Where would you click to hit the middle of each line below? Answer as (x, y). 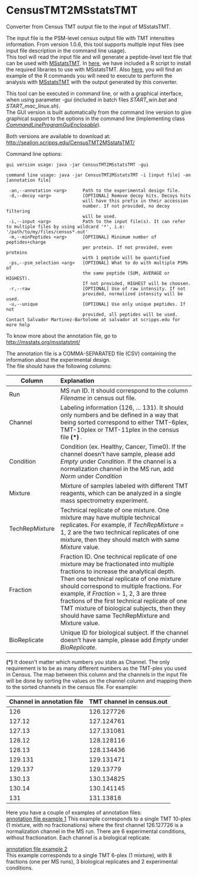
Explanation (77, 380)
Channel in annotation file (46, 701)
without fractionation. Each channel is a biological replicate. (79, 837)
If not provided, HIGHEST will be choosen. (137, 283)
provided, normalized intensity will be (133, 294)
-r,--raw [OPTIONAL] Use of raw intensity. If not (97, 289)
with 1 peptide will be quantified (126, 257)
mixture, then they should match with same (120, 540)
